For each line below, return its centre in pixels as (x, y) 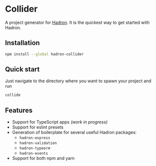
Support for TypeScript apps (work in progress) (60, 122)
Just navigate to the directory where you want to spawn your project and (78, 81)
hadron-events (34, 154)
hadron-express (35, 138)
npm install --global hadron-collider (44, 54)
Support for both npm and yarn (43, 158)
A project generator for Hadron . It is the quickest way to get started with (77, 22)
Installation (22, 43)
